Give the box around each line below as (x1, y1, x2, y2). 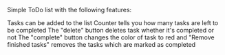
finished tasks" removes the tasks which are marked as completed (7, 41, 196, 48)
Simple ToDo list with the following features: (7, 6, 132, 14)
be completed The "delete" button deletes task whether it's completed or (7, 26, 215, 34)
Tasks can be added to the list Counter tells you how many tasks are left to (7, 19, 219, 26)
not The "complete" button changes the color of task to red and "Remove (7, 33, 215, 41)
